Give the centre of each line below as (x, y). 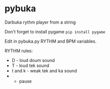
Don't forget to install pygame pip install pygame (55, 31)
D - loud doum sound (33, 60)
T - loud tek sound (30, 65)
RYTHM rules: (19, 51)
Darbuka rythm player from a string (40, 22)
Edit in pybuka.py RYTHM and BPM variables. (51, 41)
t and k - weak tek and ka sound (44, 71)
